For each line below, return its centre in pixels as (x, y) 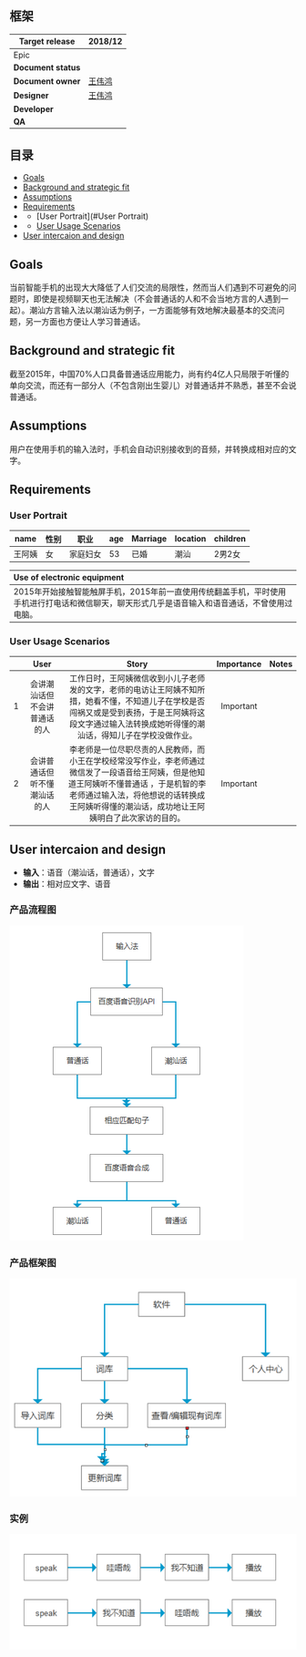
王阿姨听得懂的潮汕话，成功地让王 (133, 807)
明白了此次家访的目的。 (141, 818)
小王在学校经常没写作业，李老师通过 (138, 761)
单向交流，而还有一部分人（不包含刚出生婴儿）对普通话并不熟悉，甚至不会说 (153, 385)
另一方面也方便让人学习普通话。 (85, 321)
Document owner (47, 81)
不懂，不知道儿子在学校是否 (153, 701)
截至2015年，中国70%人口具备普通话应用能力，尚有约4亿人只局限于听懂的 (149, 374)
